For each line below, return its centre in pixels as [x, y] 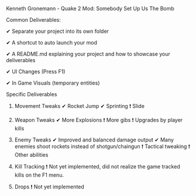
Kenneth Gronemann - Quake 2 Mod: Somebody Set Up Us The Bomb [90, 9]
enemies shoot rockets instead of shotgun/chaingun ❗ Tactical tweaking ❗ [102, 146]
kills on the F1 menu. [39, 175]
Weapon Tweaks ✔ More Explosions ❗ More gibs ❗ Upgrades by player [99, 120]
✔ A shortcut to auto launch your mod [52, 43]
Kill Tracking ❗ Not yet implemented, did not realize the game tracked [97, 166]
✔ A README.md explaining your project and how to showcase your [88, 54]
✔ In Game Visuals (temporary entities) [53, 83]
